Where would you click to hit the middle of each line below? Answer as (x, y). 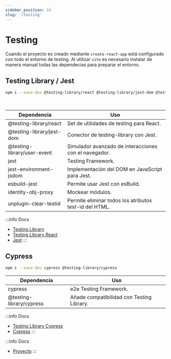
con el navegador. (89, 153)
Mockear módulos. (89, 192)
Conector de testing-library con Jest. (112, 135)
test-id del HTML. (89, 207)
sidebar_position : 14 (28, 10)
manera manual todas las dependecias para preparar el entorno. (73, 65)
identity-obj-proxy (31, 192)
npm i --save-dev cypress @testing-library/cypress (61, 268)
